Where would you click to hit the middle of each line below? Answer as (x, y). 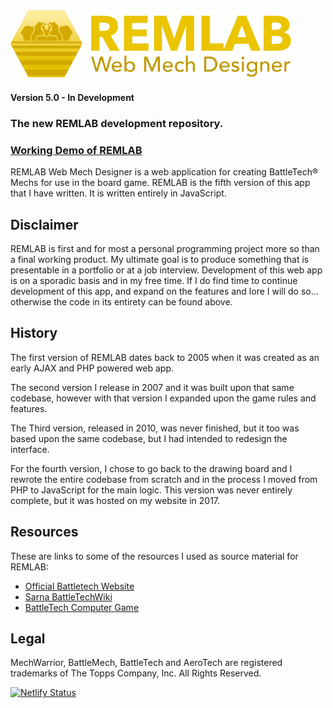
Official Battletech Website (79, 586)
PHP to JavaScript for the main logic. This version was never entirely (151, 490)
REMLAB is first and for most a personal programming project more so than (165, 249)
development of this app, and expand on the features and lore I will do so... (164, 291)
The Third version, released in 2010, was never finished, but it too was (155, 428)
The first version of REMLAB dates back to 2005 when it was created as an (165, 357)
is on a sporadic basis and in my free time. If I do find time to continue (154, 281)
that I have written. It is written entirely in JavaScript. (118, 193)
